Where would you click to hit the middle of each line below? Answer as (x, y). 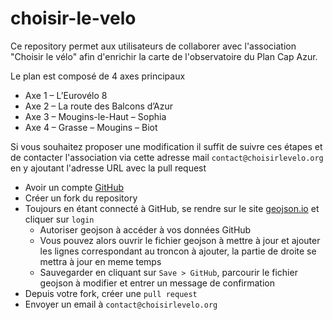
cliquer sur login (59, 219)
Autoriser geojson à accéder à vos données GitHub (145, 229)
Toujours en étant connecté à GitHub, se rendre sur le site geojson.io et (172, 208)
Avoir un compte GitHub (74, 187)
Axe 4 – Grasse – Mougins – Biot (91, 127)
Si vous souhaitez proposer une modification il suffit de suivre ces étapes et (166, 146)
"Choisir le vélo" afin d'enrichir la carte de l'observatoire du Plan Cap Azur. (164, 56)
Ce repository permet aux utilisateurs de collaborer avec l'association (153, 46)
